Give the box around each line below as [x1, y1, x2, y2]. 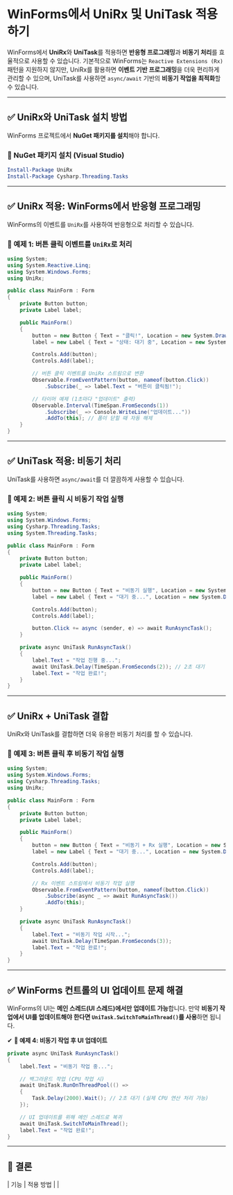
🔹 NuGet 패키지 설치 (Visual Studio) [7, 150, 125, 160]
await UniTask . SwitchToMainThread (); [19, 1120, 129, 1127]
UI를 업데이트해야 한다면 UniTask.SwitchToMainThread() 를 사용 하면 [25, 1012, 209, 1021]
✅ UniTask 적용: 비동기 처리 [7, 456, 121, 467]
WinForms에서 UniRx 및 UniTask [7, 6, 193, 22]
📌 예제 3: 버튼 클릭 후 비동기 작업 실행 [7, 749, 124, 758]
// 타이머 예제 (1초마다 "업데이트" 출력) [32, 395, 137, 403]
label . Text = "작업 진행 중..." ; [32, 657, 121, 664]
